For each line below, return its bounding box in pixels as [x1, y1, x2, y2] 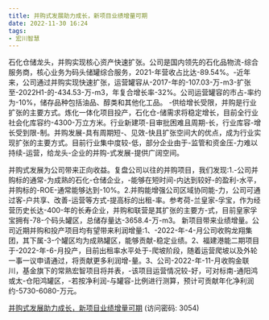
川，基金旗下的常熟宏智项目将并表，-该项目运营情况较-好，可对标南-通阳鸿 [8, 266, 259, 276]
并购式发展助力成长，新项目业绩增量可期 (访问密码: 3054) [8, 303, 200, 313]
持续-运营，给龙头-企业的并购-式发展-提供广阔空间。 [8, 148, 184, 158]
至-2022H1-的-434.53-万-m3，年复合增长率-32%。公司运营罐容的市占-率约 [8, 88, 262, 98]
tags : [8, 27, 27, 35]
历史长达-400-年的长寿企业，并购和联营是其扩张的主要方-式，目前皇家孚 [14, 206, 258, 215]
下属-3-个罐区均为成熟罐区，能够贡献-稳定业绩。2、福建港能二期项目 [29, 235, 260, 246]
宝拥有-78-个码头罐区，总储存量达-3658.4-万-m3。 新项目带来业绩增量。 [8, 215, 253, 226]
